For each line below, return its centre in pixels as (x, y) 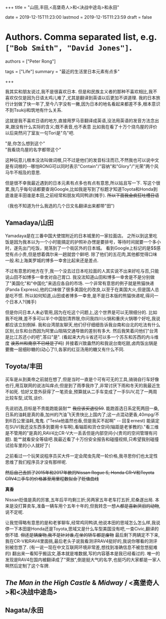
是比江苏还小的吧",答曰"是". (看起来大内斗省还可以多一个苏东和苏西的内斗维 (82, 337)
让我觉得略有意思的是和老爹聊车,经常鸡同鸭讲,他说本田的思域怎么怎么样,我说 (83, 522)
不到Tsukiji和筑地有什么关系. (34, 110)
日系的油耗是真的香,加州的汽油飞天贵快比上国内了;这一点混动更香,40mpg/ (80, 414)
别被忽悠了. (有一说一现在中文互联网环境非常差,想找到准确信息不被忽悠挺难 (82, 547)
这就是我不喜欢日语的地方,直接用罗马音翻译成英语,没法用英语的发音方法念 (80, 121)
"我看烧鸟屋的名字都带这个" (33, 149)
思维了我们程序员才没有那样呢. (36, 462)
